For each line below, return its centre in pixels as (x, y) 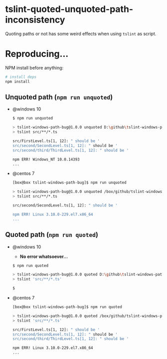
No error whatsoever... (44, 256)
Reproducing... (37, 54)
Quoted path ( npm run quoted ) (52, 235)
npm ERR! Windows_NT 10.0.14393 (46, 159)
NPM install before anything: (34, 67)
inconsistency (35, 20)
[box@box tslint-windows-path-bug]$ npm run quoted (67, 307)
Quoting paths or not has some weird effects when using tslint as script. (81, 33)
